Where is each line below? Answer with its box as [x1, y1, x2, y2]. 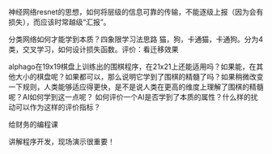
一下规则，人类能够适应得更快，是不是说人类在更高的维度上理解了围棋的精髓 [8, 82, 264, 92]
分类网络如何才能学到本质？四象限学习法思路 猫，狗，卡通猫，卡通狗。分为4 [8, 35, 263, 44]
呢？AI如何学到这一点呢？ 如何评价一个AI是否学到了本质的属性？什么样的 [8, 92, 251, 101]
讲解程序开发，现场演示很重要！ [8, 137, 115, 146]
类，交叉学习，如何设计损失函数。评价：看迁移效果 [8, 45, 179, 54]
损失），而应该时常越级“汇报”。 [8, 17, 111, 27]
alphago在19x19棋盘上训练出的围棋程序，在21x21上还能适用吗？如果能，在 [8, 62, 257, 71]
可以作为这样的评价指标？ [15, 102, 101, 112]
